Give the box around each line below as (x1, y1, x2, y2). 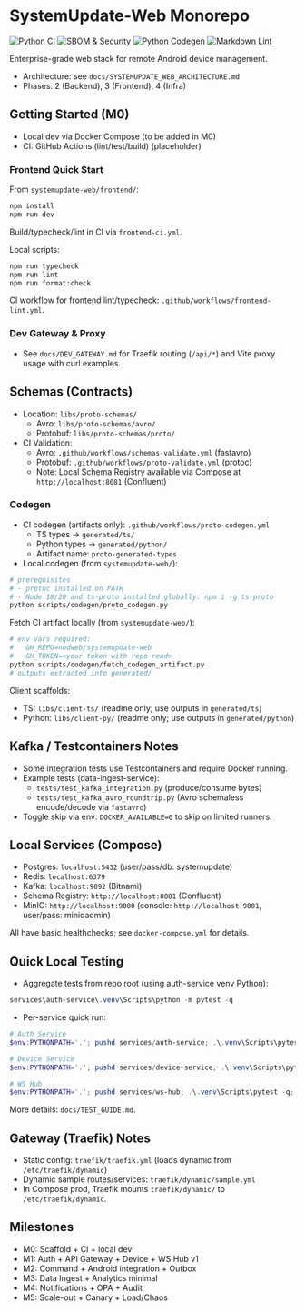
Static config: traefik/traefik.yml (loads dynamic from (22, 1155, 231, 1166)
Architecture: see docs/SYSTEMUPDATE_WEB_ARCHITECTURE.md (22, 70, 241, 82)
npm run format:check (9, 278, 92, 287)
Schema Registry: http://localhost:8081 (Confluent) (22, 890, 221, 901)
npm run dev (9, 210, 54, 219)
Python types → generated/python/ (35, 538, 168, 549)
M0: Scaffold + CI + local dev (22, 1243, 133, 1255)
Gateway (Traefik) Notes (9, 1130, 152, 1146)
